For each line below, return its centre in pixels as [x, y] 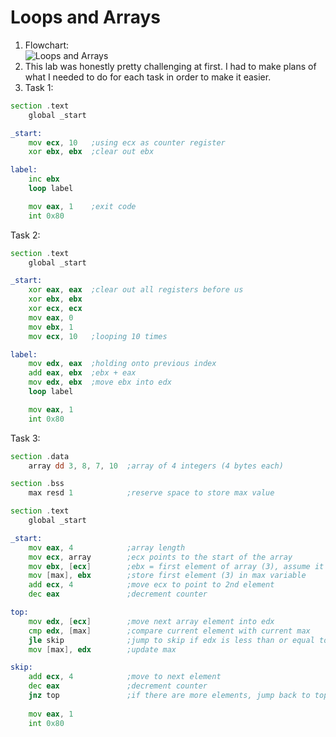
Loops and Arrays [85, 17]
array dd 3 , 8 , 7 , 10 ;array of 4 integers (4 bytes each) [156, 466]
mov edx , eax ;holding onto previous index [122, 364]
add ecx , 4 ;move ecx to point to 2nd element [151, 585]
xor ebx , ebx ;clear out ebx [91, 152]
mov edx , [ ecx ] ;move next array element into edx [151, 621]
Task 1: [39, 87]
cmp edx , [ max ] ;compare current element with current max [169, 631]
